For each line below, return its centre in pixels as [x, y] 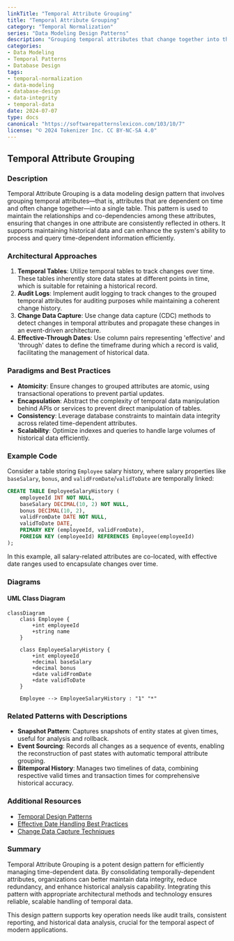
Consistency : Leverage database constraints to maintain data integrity [119, 415]
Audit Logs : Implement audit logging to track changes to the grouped [117, 293]
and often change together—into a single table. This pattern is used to [108, 208]
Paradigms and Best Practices [59, 371]
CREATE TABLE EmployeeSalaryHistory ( [63, 491]
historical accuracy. [46, 783]
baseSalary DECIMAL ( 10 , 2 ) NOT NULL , [75, 504]
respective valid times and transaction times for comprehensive [108, 776]
